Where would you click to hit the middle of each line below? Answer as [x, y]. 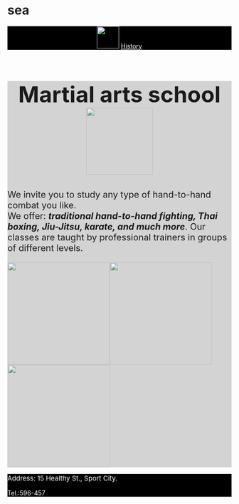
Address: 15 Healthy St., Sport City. [63, 478]
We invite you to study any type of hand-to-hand [109, 195]
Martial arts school [119, 94]
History [131, 46]
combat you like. [42, 206]
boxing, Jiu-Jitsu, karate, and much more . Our [107, 227]
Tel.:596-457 [26, 493]
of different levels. [45, 248]
